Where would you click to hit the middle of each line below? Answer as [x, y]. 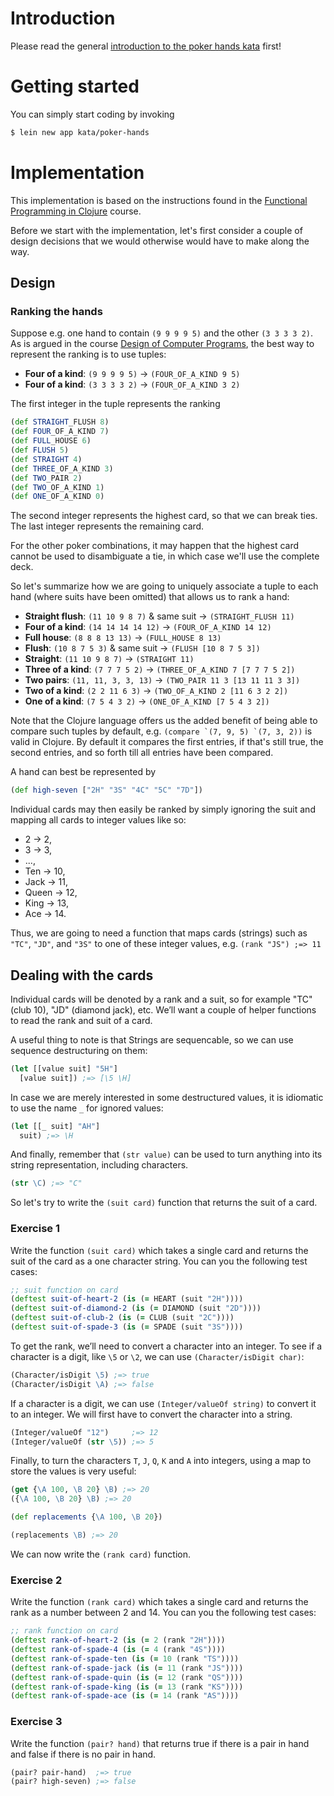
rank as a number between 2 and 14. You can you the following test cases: [163, 1613]
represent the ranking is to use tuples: [88, 354]
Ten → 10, [45, 871]
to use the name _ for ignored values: [87, 1108]
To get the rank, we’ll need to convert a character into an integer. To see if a [166, 1346]
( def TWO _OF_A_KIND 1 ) [57, 487]
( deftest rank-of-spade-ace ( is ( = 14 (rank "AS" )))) [125, 1696]
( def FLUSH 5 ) [40, 450]
